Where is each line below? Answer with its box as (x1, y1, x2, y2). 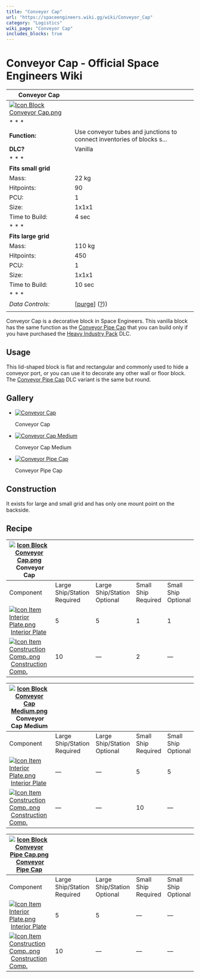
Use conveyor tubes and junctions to (74, 128, 177, 136)
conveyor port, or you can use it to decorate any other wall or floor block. (6, 369, 186, 376)
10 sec (74, 281, 95, 289)
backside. (6, 506, 30, 513)
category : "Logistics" (6, 20, 62, 26)
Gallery (6, 393, 34, 403)
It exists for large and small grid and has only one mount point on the (6, 500, 174, 507)
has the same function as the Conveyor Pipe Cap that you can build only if (6, 324, 188, 331)
